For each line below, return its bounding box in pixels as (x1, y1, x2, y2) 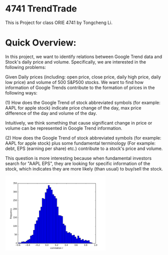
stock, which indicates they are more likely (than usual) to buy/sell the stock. (5, 165, 163, 171)
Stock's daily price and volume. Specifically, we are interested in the (5, 58, 146, 65)
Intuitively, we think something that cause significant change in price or (5, 119, 152, 125)
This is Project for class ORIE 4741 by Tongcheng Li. (5, 19, 113, 25)
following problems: (5, 64, 46, 70)
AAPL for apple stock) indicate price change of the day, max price (5, 104, 142, 110)
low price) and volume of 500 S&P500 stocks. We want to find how (5, 79, 144, 85)
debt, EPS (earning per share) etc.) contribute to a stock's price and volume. (5, 145, 163, 151)
